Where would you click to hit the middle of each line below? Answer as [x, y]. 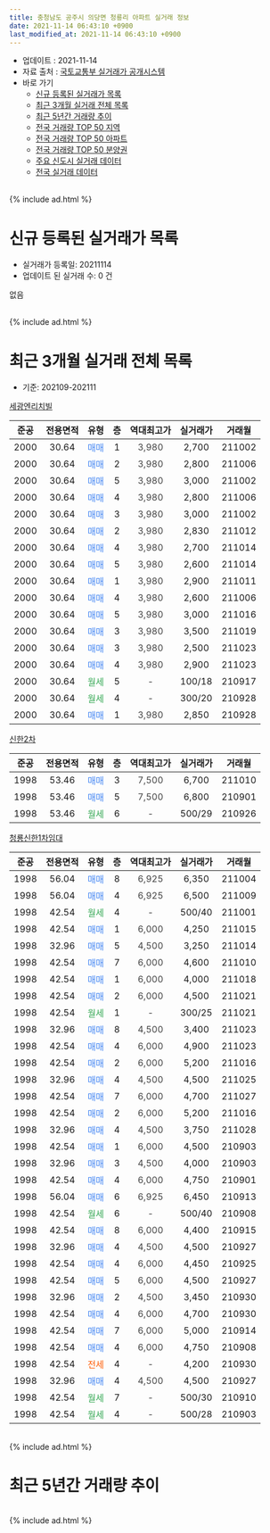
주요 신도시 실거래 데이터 [78, 161]
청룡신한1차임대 [36, 838]
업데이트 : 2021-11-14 [60, 61]
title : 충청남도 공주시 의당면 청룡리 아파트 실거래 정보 [99, 17]
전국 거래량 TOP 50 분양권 [81, 150]
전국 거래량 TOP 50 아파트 [81, 138]
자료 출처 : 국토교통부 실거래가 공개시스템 [94, 71]
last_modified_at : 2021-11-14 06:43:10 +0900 [95, 34]
